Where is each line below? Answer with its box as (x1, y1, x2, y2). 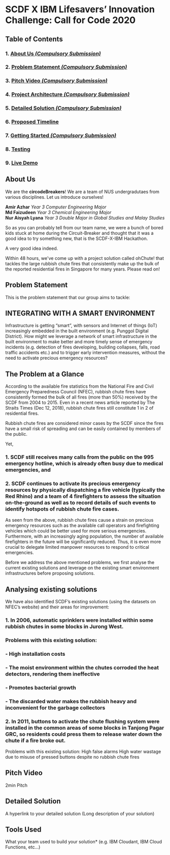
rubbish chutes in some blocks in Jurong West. (5, 623, 124, 630)
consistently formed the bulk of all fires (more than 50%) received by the (5, 394, 158, 400)
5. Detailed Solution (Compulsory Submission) (5, 104, 122, 112)
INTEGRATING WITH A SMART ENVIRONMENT (5, 309, 156, 317)
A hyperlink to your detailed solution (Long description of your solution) (5, 810, 155, 816)
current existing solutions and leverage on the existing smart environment (5, 565, 159, 571)
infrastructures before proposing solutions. (5, 570, 95, 576)
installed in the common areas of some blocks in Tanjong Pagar (5, 724, 164, 731)
